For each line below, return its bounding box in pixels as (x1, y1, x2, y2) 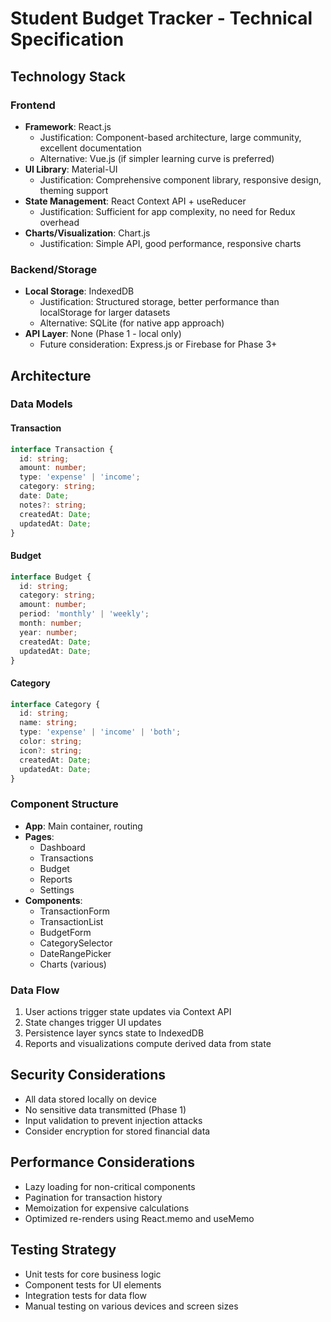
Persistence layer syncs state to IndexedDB (24, 1027, 205, 1039)
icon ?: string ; (19, 745, 83, 756)
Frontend (10, 98, 56, 112)
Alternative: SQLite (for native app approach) (39, 317, 225, 329)
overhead (39, 216, 80, 228)
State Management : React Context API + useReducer (24, 195, 247, 207)
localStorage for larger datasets (39, 307, 171, 319)
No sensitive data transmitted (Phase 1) (24, 1103, 187, 1116)
